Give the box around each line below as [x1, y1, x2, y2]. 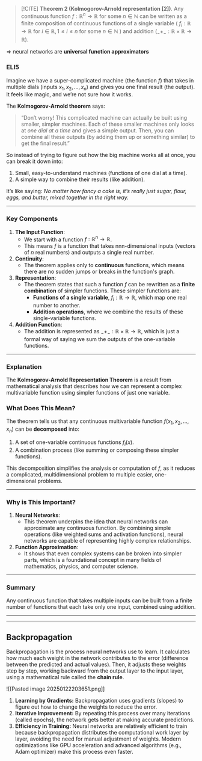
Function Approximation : [14, 544, 79, 551]
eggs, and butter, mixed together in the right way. [6, 194, 129, 201]
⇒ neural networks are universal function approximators [6, 48, 149, 55]
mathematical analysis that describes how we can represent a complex [6, 383, 182, 390]
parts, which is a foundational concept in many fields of [23, 556, 162, 564]
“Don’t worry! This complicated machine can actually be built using [20, 114, 188, 122]
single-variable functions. [32, 315, 97, 322]
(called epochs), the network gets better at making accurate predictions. [14, 716, 195, 724]
